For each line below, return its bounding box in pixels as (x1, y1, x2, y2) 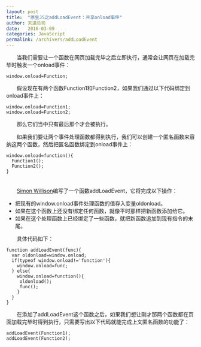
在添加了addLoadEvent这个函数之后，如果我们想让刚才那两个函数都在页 (16, 311, 194, 318)
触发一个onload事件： (16, 61, 71, 68)
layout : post (6, 8, 39, 15)
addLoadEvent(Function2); (6, 336, 71, 342)
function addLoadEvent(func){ (6, 247, 82, 253)
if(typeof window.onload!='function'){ (11, 258, 111, 264)
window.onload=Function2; (6, 109, 71, 115)
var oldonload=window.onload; (11, 252, 87, 258)
